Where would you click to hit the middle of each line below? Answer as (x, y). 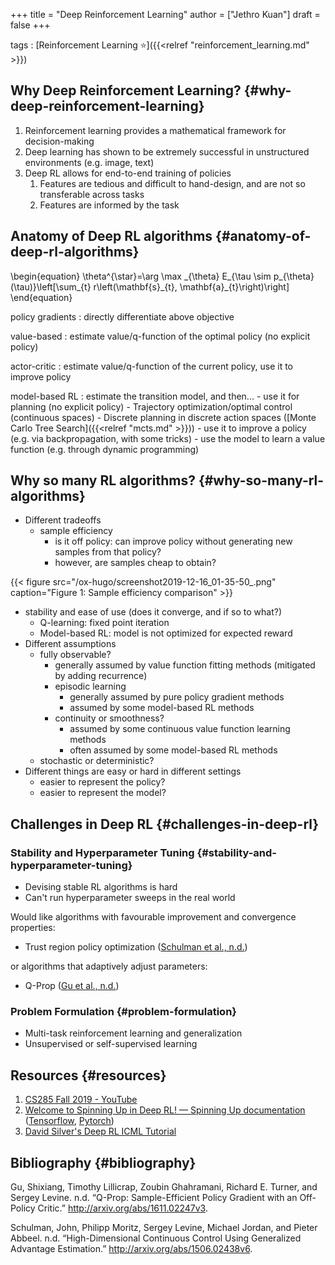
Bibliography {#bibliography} (103, 1162)
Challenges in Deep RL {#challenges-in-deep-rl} (165, 824)
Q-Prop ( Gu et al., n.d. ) (72, 986)
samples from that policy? (108, 552)
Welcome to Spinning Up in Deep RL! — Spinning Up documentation (165, 1110)
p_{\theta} (294, 276)
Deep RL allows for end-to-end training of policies (128, 173)
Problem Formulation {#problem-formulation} (123, 1012)
